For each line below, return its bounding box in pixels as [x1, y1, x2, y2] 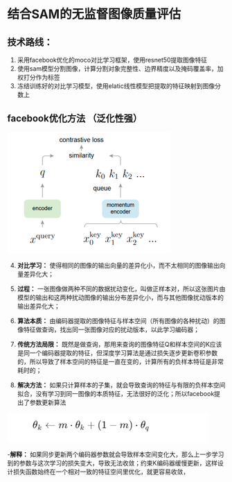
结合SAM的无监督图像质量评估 [7, 6, 181, 22]
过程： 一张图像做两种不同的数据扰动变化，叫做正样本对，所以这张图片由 [17, 284, 226, 293]
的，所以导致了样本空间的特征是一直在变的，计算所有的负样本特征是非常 [17, 357, 224, 365]
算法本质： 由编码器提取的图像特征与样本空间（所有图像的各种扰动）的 [17, 316, 220, 325]
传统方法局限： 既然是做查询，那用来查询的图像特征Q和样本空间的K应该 [17, 340, 222, 348]
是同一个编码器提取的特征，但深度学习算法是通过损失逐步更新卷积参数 [17, 348, 218, 357]
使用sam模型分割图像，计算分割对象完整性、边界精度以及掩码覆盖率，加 [17, 64, 224, 73]
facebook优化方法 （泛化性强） [7, 112, 143, 125]
